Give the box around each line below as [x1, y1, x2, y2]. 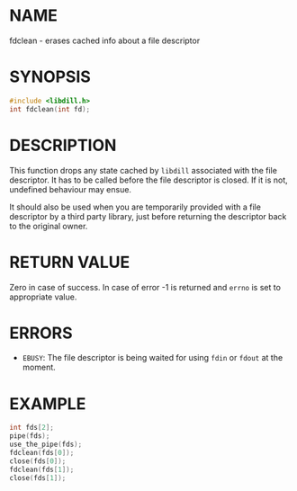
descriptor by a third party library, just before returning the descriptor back [9, 210, 287, 221]
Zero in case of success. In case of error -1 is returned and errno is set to [9, 281, 282, 292]
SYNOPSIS [9, 67, 92, 87]
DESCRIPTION [9, 135, 117, 156]
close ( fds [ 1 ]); [9, 473, 67, 482]
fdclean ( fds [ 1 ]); [9, 465, 75, 474]
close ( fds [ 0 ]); [9, 456, 67, 466]
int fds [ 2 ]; [9, 424, 54, 433]
